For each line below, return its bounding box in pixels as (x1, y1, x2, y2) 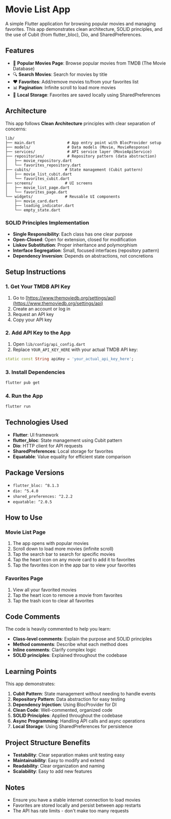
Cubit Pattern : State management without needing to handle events (12, 691, 156, 697)
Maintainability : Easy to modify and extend (12, 757, 105, 764)
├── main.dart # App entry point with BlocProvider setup (5, 140, 161, 145)
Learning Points (5, 667, 57, 676)
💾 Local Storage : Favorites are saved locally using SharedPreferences (12, 91, 161, 98)
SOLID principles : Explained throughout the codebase (12, 652, 127, 658)
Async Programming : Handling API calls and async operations (12, 718, 145, 724)
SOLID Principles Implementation (5, 219, 90, 226)
